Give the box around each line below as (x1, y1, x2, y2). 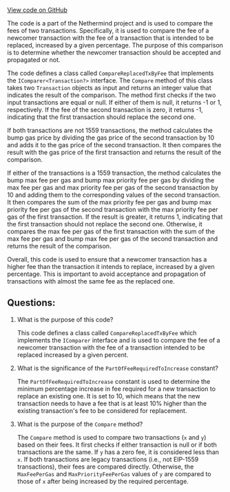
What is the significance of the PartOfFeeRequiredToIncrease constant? (17, 364, 219, 372)
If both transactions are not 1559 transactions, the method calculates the (7, 127, 213, 134)
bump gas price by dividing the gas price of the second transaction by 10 (7, 133, 215, 142)
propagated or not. (7, 56, 61, 64)
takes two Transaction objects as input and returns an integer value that (7, 84, 211, 92)
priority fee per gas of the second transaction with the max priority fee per (7, 206, 218, 213)
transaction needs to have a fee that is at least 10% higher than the (17, 399, 207, 407)
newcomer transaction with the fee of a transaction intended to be (17, 343, 205, 352)
